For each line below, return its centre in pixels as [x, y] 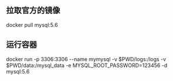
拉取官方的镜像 [33, 10]
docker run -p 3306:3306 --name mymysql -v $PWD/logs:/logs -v [86, 59]
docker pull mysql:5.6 [32, 24]
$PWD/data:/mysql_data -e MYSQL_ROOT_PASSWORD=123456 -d [87, 65]
